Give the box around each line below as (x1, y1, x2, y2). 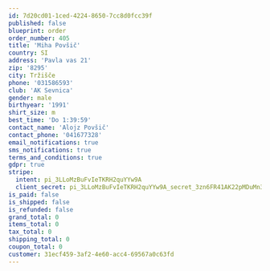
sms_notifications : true (8, 146, 92, 154)
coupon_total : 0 (8, 243, 63, 251)
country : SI (8, 49, 48, 57)
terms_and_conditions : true (8, 153, 103, 161)
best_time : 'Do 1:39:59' (8, 116, 92, 124)
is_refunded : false (8, 205, 74, 213)
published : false (8, 19, 67, 27)
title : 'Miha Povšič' (8, 42, 81, 50)
